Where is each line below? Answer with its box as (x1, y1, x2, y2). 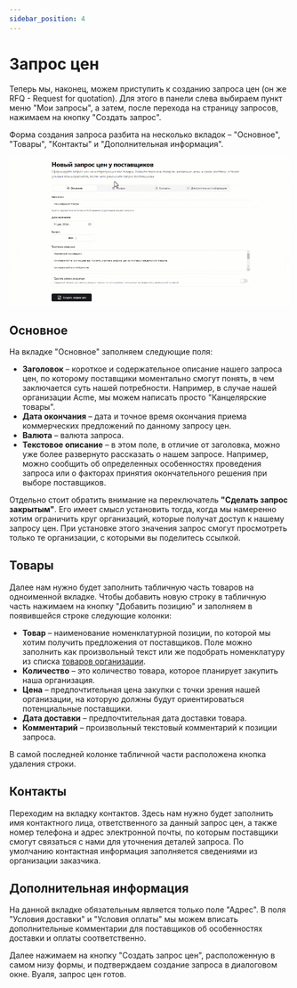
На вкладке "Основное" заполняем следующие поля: (9, 347, 213, 357)
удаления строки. (9, 758, 76, 769)
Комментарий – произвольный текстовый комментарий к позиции (21, 722, 277, 732)
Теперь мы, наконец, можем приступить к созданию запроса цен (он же (9, 83, 287, 94)
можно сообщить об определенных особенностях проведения (21, 459, 262, 470)
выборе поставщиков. (21, 478, 107, 488)
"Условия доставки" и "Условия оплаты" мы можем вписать (9, 914, 238, 925)
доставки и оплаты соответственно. (9, 933, 147, 943)
